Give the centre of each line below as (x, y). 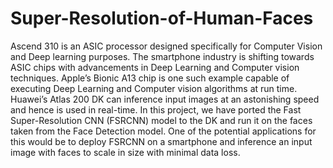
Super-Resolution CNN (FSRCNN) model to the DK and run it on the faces (161, 120)
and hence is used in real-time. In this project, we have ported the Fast (156, 109)
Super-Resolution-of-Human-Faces (162, 18)
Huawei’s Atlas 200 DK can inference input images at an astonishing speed (165, 99)
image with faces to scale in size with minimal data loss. (125, 152)
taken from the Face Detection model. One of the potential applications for (163, 131)
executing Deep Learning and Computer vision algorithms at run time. (154, 88)
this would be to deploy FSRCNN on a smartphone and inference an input (161, 141)
